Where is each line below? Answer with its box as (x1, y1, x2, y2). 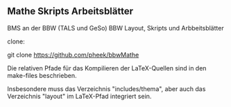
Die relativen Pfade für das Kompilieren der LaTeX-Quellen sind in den (7, 64, 207, 72)
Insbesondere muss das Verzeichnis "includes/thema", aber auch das (7, 84, 206, 93)
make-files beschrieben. (7, 71, 77, 79)
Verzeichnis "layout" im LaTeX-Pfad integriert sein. (7, 92, 152, 100)
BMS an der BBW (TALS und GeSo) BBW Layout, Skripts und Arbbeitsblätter (7, 23, 224, 32)
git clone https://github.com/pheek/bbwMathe (7, 50, 139, 59)
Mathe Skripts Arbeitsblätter (7, 6, 134, 17)
